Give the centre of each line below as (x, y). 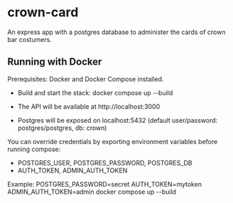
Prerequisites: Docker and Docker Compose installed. (86, 79)
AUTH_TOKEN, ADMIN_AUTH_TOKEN (72, 170)
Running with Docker (55, 62)
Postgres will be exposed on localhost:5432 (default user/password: (118, 120)
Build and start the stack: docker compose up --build (95, 92)
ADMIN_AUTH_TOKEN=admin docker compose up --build (92, 192)
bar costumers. (29, 39)
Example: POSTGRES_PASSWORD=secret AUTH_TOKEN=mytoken (105, 184)
